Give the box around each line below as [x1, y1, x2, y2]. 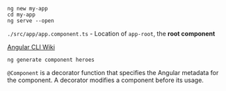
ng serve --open [7, 17, 54, 24]
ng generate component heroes [7, 56, 95, 63]
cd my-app [7, 11, 36, 18]
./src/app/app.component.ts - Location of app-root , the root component [7, 30, 216, 38]
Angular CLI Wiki [7, 43, 56, 51]
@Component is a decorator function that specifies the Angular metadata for [7, 69, 219, 76]
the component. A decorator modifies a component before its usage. [7, 76, 204, 84]
